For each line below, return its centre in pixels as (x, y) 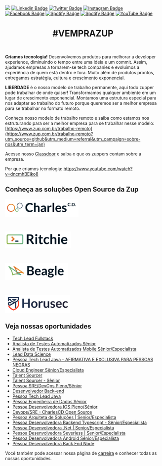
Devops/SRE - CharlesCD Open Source (52, 412)
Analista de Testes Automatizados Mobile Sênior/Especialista (74, 349)
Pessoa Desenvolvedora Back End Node (53, 443)
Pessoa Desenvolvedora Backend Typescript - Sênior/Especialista (80, 422)
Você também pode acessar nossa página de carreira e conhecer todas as (81, 453)
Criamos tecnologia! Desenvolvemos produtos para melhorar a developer (81, 56)
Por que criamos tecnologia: (34, 169)
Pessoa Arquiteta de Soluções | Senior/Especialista (64, 417)
